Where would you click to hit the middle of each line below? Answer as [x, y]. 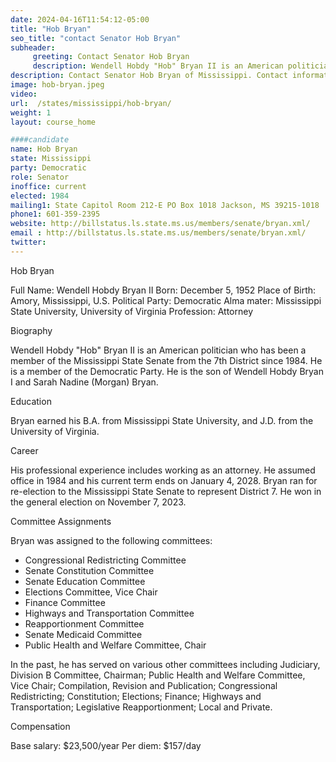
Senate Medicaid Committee [83, 634]
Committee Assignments [61, 521]
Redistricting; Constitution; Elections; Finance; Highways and [136, 696]
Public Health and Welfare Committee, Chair [115, 645]
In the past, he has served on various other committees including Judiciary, [165, 664]
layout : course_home [53, 122]
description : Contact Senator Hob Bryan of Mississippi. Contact [149, 76]
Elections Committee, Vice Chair [91, 592]
